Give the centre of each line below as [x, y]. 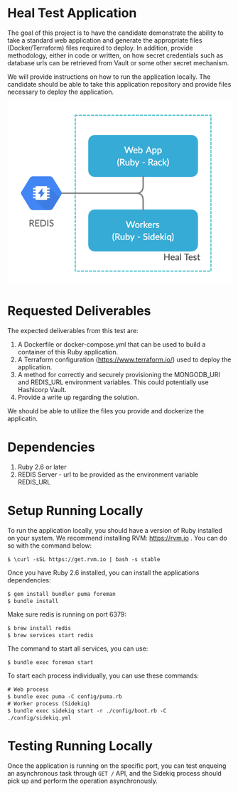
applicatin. [23, 419]
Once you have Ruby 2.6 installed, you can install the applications [103, 573]
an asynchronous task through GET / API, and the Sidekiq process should [114, 774]
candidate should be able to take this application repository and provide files [119, 84]
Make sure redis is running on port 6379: [67, 614]
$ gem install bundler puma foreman [61, 595]
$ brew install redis [39, 629]
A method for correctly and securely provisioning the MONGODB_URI [119, 375]
